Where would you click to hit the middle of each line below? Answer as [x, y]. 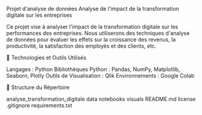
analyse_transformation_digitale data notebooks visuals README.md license [101, 99]
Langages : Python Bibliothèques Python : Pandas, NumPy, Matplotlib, [93, 69]
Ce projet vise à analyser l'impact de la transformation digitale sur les [92, 27]
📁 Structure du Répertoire [38, 87]
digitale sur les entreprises [39, 15]
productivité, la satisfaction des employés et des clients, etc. [81, 46]
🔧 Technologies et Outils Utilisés [46, 57]
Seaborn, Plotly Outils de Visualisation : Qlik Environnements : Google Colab [100, 76]
